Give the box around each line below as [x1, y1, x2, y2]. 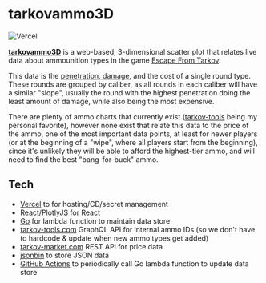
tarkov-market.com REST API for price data [19, 241, 163, 251]
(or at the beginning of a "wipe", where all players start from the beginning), [8, 137, 258, 147]
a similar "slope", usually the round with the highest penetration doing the [8, 87, 251, 97]
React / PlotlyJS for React [19, 208, 100, 217]
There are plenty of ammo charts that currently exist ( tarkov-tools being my [8, 111, 258, 121]
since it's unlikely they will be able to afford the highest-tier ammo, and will [8, 146, 255, 156]
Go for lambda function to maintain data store [19, 216, 171, 225]
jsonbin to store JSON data [19, 250, 110, 260]
